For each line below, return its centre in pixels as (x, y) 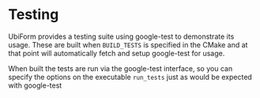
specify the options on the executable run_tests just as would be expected (130, 77)
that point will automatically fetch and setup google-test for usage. (117, 53)
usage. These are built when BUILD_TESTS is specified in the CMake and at (128, 44)
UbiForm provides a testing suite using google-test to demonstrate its (121, 36)
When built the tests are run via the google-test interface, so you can (121, 68)
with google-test (35, 85)
